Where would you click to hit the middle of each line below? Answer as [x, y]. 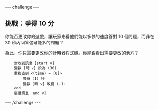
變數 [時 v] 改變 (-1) [44, 84]
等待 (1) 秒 [34, 78]
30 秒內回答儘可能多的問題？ [34, 42]
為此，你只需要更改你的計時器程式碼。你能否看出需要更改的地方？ [72, 53]
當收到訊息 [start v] [34, 63]
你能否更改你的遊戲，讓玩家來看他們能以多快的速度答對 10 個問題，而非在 [80, 36]
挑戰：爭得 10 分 [30, 24]
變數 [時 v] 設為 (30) [35, 68]
